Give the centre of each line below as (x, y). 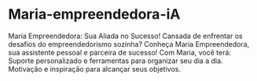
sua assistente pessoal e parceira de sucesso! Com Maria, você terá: (120, 52)
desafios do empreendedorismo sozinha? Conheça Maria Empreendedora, (129, 44)
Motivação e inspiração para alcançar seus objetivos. (94, 69)
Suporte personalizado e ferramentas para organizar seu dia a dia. (116, 61)
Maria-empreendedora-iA (94, 14)
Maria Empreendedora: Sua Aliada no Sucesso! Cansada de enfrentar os (125, 36)
